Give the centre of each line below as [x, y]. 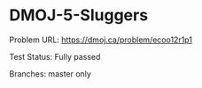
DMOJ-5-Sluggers [79, 15]
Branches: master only [50, 73]
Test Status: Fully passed [55, 56]
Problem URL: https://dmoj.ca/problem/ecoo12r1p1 [101, 40]
